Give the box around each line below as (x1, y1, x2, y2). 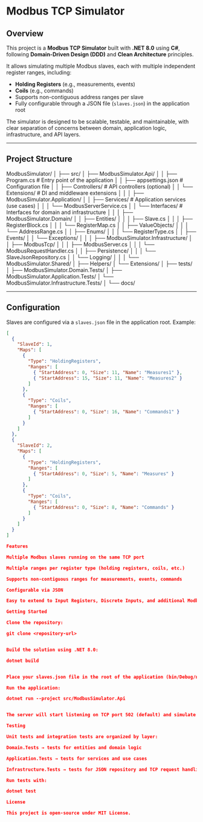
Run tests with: (6, 777, 47, 783)
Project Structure (6, 154, 72, 164)
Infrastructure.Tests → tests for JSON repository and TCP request (6, 766, 180, 772)
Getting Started (6, 609, 47, 615)
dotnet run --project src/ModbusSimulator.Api (6, 696, 126, 702)
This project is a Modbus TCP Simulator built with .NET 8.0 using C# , (6, 44, 180, 51)
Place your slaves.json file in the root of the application (6, 674, 164, 680)
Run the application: (6, 685, 61, 691)
